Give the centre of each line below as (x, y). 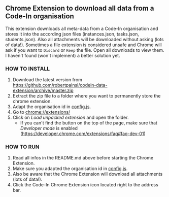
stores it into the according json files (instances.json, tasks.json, (72, 34)
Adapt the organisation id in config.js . (52, 107)
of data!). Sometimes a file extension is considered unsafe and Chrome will (83, 45)
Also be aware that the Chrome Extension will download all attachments (88, 174)
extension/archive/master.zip (43, 90)
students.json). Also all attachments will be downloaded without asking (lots (84, 39)
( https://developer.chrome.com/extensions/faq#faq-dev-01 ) (83, 134)
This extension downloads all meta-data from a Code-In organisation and (82, 28)
